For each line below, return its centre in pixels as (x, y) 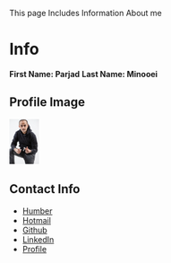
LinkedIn (38, 239)
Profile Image (47, 102)
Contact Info (45, 189)
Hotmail (37, 220)
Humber (37, 211)
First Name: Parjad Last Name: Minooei (84, 74)
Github (34, 230)
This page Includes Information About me (86, 13)
